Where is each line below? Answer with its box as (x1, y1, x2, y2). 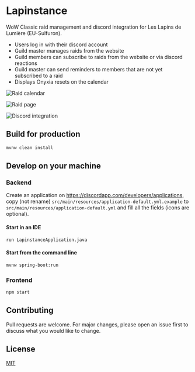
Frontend (6, 276, 33, 284)
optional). (6, 211, 29, 218)
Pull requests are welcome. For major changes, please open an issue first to (6, 321, 189, 328)
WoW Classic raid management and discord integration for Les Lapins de (6, 23, 182, 30)
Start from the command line (6, 249, 78, 256)
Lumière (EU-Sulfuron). (6, 29, 62, 36)
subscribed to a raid (14, 72, 63, 79)
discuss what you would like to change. (6, 327, 101, 334)
